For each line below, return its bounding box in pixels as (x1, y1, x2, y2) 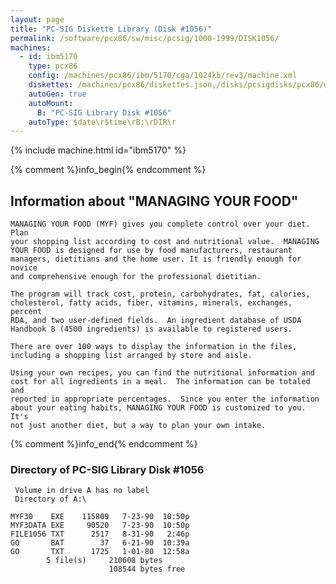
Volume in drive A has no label (14, 486, 150, 496)
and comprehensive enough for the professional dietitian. (10, 272, 262, 282)
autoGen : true (28, 89, 87, 99)
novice (10, 263, 38, 273)
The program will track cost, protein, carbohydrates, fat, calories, (10, 289, 311, 300)
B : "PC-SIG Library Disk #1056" (36, 107, 172, 118)
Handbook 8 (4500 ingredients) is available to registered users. (10, 324, 293, 335)
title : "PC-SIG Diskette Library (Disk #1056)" (10, 24, 213, 34)
